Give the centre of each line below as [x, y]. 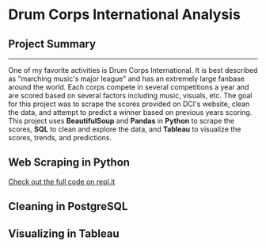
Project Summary [52, 44]
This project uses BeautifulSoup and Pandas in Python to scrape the [122, 121]
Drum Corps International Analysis [125, 15]
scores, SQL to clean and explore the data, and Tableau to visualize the [125, 129]
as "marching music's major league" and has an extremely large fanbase [127, 78]
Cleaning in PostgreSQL [68, 206]
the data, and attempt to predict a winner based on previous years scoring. [130, 112]
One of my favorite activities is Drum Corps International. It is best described [133, 70]
